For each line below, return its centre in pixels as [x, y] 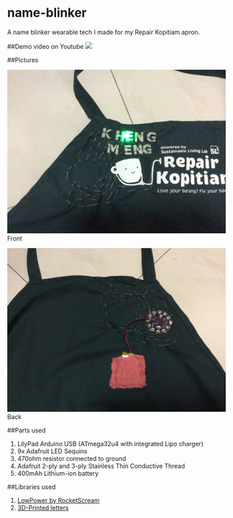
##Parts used [27, 430]
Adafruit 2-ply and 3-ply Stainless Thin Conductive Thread [101, 466]
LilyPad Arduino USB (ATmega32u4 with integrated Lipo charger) [110, 444]
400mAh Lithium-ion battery [58, 473]
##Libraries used [32, 487]
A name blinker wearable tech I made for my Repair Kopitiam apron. [104, 32]
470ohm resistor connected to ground [71, 458]
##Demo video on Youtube [46, 46]
